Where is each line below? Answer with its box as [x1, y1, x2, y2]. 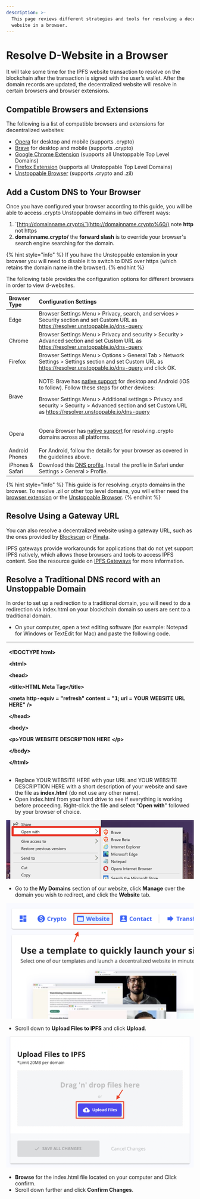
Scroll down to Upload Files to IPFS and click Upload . [14, 1025, 147, 1032]
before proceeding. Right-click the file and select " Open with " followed [14, 802, 190, 809]
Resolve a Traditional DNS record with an [6, 574, 161, 585]
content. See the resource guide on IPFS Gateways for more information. [6, 557, 185, 564]
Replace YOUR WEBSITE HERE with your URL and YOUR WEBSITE [14, 777, 177, 784]
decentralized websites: [6, 127, 65, 134]
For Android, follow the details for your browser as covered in [38, 446, 189, 454]
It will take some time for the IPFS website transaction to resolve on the [6, 68, 180, 76]
